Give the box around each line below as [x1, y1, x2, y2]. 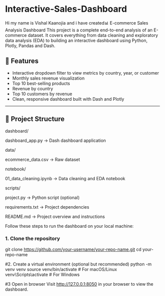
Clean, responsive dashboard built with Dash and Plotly [12, 96, 124, 102]
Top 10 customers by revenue [12, 91, 73, 97]
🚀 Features [5, 57, 39, 65]
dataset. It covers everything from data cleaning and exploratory [27, 32, 158, 38]
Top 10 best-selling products [12, 80, 70, 86]
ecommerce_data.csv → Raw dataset [5, 156, 80, 162]
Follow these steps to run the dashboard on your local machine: [5, 223, 134, 229]
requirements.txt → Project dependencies [5, 204, 89, 210]
